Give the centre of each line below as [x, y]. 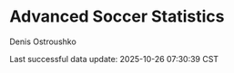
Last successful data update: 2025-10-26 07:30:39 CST [114, 59]
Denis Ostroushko [43, 41]
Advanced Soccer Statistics [117, 17]
